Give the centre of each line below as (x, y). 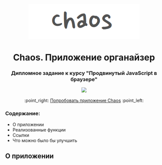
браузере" (84, 79)
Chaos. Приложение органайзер (84, 58)
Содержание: (23, 113)
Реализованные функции (39, 129)
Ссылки (21, 135)
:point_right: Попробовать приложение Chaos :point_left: (84, 100)
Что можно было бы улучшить (45, 140)
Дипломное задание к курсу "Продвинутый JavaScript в (84, 73)
